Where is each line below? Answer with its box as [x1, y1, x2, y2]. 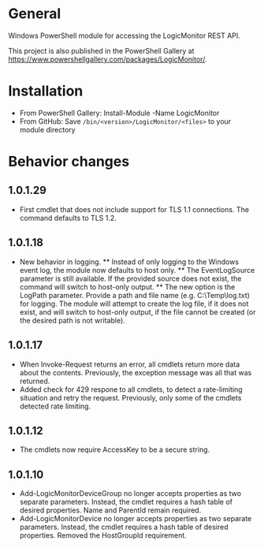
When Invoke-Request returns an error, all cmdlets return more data [19, 360, 240, 369]
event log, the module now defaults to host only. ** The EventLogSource [19, 265, 255, 274]
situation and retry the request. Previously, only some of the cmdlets [19, 393, 242, 402]
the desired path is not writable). [19, 315, 126, 325]
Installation [8, 82, 84, 100]
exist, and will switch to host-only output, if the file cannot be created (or [19, 307, 256, 316]
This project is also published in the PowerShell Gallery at [8, 46, 195, 55]
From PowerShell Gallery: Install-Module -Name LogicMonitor [19, 108, 220, 117]
